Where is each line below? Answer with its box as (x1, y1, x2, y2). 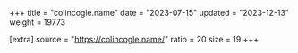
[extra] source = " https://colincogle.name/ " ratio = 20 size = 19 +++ (9, 34, 260, 44)
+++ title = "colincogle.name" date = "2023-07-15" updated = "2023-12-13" (9, 8, 289, 18)
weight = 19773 (9, 17, 65, 27)
